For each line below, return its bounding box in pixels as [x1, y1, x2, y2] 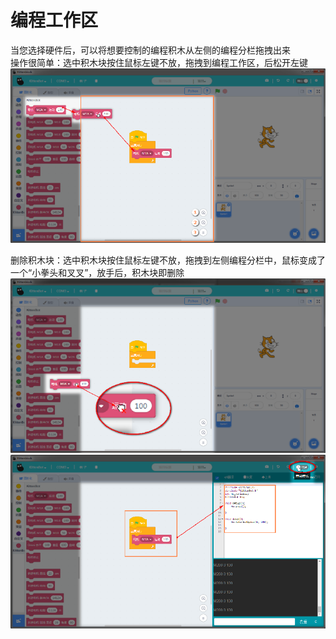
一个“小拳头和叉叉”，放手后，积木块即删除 [10, 266, 185, 278]
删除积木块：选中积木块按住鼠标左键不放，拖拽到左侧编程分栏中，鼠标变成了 [10, 254, 326, 266]
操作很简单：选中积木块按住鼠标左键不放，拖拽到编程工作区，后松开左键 [10, 56, 308, 68]
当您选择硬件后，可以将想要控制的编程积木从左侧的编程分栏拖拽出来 [10, 44, 291, 56]
